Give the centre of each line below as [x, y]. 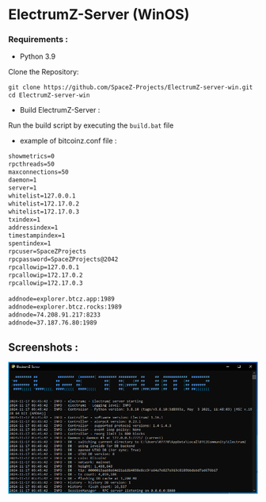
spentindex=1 [30, 243]
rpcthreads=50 [32, 164]
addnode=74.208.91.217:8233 [55, 315]
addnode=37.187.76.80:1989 [53, 323]
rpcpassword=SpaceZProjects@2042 [63, 259]
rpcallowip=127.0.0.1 [44, 267]
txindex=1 [25, 220]
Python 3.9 [38, 56]
